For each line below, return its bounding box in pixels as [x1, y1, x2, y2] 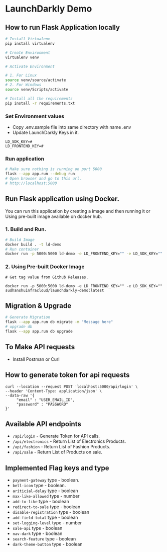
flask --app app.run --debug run [5, 172, 75, 177]
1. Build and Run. [5, 226, 47, 233]
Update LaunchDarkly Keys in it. [12, 129, 79, 135]
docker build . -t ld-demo [5, 242, 62, 247]
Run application [5, 155, 44, 162]
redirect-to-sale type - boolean [12, 504, 81, 510]
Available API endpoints [5, 420, 81, 428]
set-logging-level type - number [12, 520, 82, 526]
